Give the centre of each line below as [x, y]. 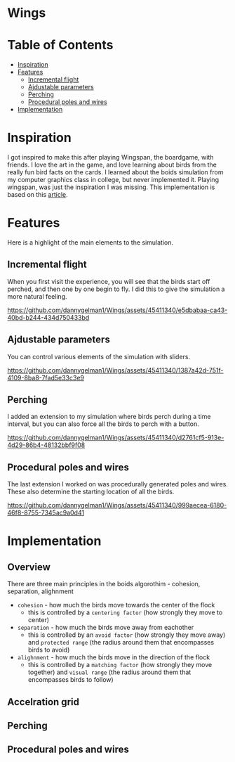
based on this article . [38, 195]
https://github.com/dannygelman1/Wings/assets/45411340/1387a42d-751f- [115, 370]
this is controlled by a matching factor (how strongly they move [120, 665]
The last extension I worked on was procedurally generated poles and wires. [117, 484]
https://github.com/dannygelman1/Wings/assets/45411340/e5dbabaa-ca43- [117, 310]
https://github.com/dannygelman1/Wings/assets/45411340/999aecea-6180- [117, 505]
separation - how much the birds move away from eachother [106, 628]
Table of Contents [60, 45]
